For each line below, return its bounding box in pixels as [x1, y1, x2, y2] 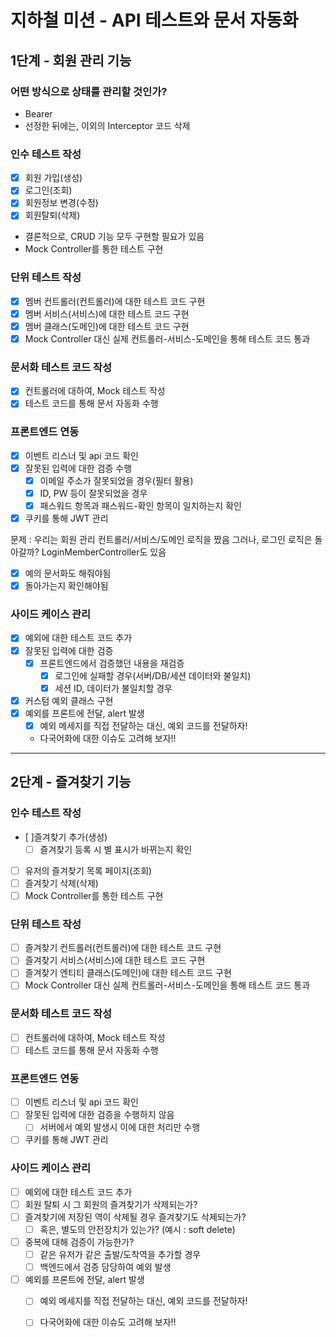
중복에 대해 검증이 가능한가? [24, 1236, 135, 1248]
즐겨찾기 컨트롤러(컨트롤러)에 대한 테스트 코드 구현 [24, 942, 222, 954]
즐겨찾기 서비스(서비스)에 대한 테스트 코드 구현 [24, 954, 206, 966]
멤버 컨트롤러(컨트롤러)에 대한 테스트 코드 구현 [24, 295, 206, 307]
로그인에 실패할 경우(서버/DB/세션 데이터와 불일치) [54, 669, 252, 681]
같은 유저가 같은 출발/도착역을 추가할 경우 [39, 1249, 202, 1261]
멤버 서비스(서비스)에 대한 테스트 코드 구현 [24, 307, 190, 320]
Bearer [24, 107, 53, 120]
